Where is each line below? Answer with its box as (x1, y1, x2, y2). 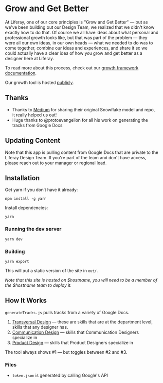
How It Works (5, 297, 47, 305)
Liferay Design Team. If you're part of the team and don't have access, (5, 154, 147, 160)
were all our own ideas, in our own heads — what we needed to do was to (5, 40, 153, 45)
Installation (5, 174, 40, 182)
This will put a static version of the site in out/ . (5, 267, 98, 274)
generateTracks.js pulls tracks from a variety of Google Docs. (5, 309, 129, 315)
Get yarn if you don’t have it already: (5, 187, 78, 193)
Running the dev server (5, 226, 62, 233)
